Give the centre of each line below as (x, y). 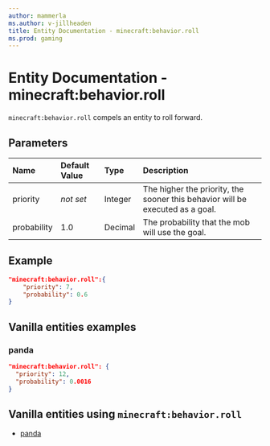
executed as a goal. (180, 209)
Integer (118, 199)
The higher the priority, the (193, 189)
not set (74, 199)
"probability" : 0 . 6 (55, 295)
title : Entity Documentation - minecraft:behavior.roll (104, 31)
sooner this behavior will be (195, 199)
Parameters (38, 143)
